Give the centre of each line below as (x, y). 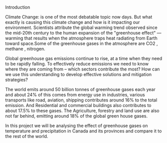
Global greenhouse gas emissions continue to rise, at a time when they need (84, 58)
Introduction (18, 7)
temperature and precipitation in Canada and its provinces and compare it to (83, 131)
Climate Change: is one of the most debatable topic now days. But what (79, 17)
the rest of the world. (27, 136)
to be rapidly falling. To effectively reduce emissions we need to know (77, 64)
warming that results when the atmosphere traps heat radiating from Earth (82, 38)
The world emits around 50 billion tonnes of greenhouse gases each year (80, 89)
